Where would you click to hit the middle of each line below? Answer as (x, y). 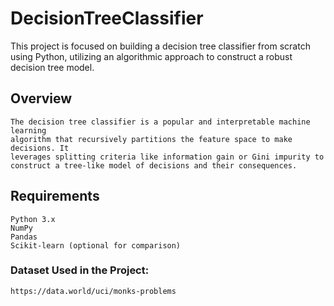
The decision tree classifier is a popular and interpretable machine (160, 122)
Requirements (55, 196)
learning (28, 130)
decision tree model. (52, 67)
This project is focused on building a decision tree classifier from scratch (160, 46)
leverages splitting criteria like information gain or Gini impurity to (167, 157)
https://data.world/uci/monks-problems (93, 291)
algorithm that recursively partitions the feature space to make (151, 139)
